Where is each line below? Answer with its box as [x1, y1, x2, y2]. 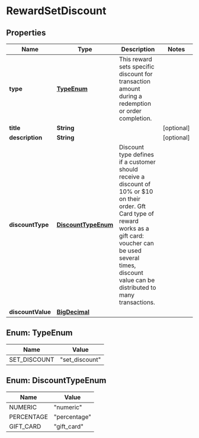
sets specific [118, 63, 155, 70]
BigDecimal [56, 308, 90, 316]
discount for [118, 70, 153, 78]
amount [118, 85, 140, 93]
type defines [118, 151, 155, 158]
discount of [118, 180, 151, 188]
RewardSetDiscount [6, 4, 107, 18]
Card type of [118, 210, 154, 218]
